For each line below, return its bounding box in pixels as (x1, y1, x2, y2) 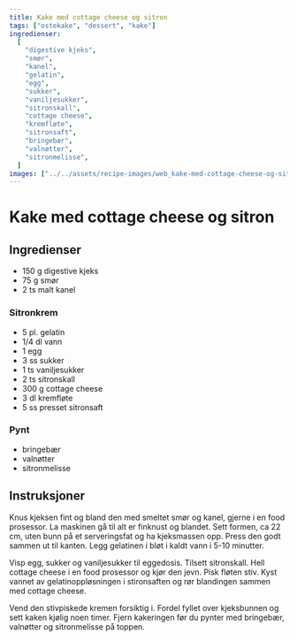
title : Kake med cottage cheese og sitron (9, 12, 168, 22)
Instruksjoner (9, 488, 86, 504)
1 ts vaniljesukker (21, 364, 85, 375)
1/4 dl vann (21, 336, 63, 347)
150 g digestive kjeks (21, 266, 99, 277)
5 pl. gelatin (21, 326, 65, 337)
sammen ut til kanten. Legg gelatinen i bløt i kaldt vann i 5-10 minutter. (9, 540, 264, 551)
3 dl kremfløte (21, 393, 73, 403)
